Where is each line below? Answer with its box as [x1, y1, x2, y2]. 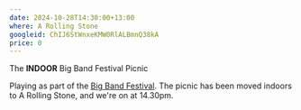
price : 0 [9, 38, 42, 48]
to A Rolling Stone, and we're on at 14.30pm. [9, 90, 174, 101]
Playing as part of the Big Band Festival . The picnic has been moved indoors [9, 80, 293, 91]
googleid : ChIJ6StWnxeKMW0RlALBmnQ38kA [9, 30, 160, 39]
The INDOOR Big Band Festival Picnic [9, 63, 149, 74]
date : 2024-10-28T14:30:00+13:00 [9, 13, 135, 23]
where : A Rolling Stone [9, 22, 99, 31]
